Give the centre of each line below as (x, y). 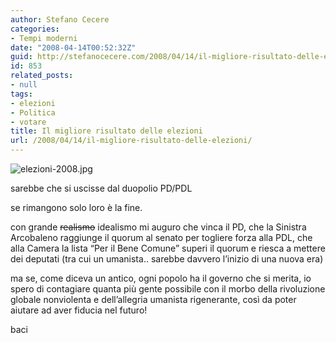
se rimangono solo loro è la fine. (76, 207)
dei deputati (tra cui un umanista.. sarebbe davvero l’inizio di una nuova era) (167, 259)
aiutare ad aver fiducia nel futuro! (79, 310)
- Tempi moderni (44, 38)
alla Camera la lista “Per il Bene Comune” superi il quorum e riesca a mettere (168, 248)
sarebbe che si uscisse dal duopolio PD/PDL (101, 188)
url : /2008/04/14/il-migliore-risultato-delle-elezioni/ (131, 141)
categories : (35, 29)
